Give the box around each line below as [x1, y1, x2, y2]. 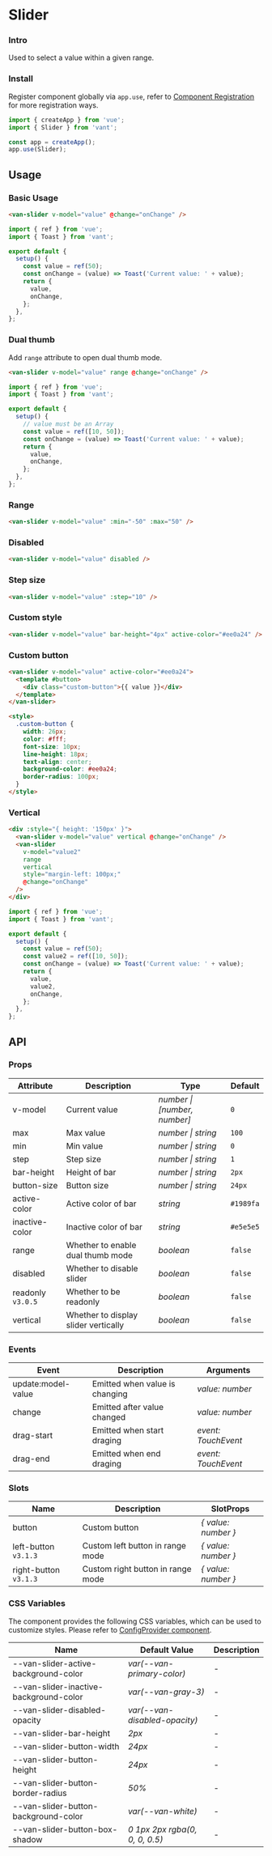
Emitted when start [91, 1425, 164, 1436]
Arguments [206, 1365, 251, 1376]
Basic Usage [8, 192, 59, 203]
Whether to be [66, 1285, 121, 1297]
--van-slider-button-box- [12, 1824, 118, 1835]
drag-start [12, 1430, 53, 1442]
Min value [66, 1140, 104, 1151]
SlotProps [210, 1503, 250, 1514]
